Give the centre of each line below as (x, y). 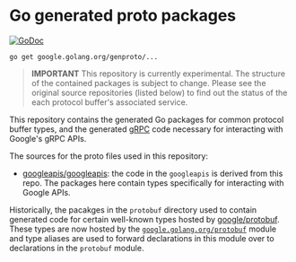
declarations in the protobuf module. (77, 248)
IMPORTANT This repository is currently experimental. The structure (158, 74)
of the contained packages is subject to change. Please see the (148, 83)
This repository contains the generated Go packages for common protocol (147, 119)
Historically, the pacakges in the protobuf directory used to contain (133, 210)
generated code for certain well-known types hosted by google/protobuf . (144, 219)
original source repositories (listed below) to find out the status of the (159, 92)
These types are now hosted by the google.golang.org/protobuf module (143, 229)
